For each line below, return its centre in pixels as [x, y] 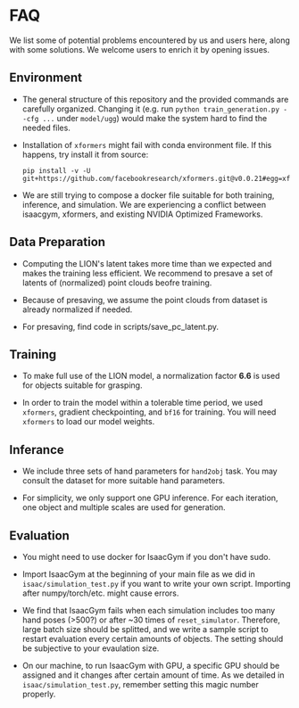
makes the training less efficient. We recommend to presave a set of [148, 273]
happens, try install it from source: [85, 154]
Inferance [37, 450]
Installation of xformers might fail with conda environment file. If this [147, 144]
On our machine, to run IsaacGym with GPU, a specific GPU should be [151, 666]
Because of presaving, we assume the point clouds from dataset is [145, 300]
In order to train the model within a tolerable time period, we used [142, 403]
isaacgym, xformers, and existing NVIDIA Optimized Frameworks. [142, 214]
